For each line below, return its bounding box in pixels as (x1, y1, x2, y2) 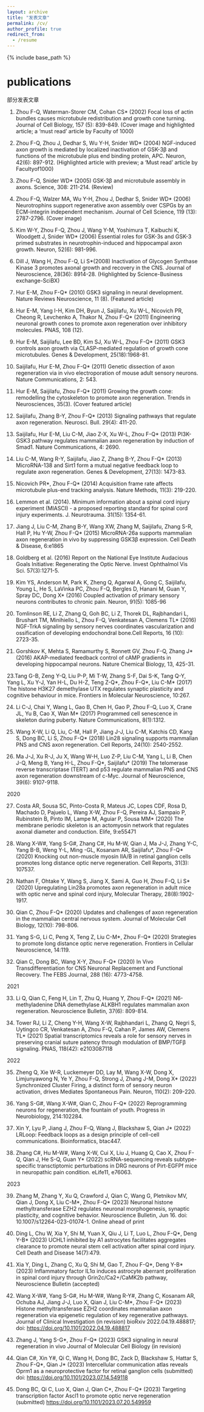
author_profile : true (7, 26, 62, 32)
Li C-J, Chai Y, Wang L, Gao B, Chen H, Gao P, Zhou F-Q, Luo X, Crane (15, 703, 192, 710)
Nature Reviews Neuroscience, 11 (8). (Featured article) (15, 295, 154, 302)
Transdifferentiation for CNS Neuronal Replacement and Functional (15, 964, 183, 972)
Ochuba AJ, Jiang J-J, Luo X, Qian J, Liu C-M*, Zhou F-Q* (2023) (15, 1298, 182, 1306)
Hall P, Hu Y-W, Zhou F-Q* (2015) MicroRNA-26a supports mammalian (15, 529, 192, 536)
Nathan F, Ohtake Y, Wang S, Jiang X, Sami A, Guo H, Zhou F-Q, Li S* (15, 877, 191, 885)
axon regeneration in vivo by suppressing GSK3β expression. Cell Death (15, 536, 196, 543)
